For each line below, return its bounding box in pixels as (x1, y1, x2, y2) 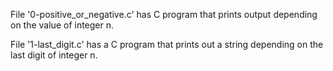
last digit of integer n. (10, 49, 98, 61)
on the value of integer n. (10, 19, 115, 31)
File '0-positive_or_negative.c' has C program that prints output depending (10, 9, 318, 20)
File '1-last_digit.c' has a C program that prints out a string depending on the (10, 39, 324, 50)
